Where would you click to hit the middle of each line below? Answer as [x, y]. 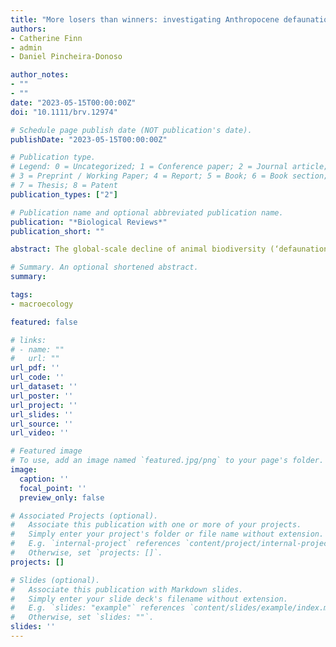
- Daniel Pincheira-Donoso [66, 57]
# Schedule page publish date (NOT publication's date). [131, 130]
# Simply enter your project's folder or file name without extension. [167, 534]
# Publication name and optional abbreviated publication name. [147, 212]
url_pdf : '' [35, 368]
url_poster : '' [42, 396]
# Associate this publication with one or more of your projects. [156, 525]
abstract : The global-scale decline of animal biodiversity [138, 249]
